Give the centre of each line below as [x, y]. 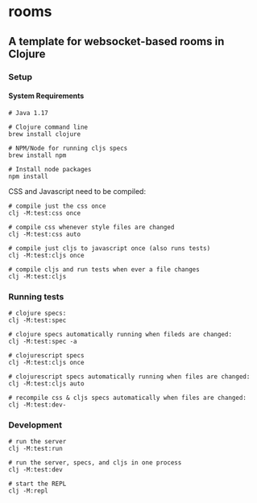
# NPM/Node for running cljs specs [68, 148]
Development [35, 425]
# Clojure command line [48, 127]
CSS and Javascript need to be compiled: [77, 191]
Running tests [36, 296]
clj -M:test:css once [45, 213]
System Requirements [46, 96]
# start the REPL [37, 484]
